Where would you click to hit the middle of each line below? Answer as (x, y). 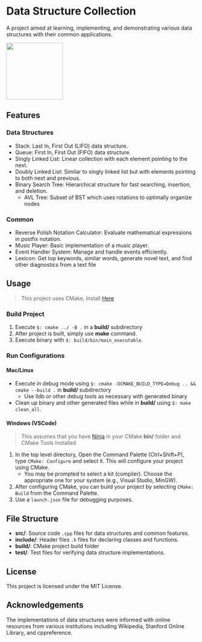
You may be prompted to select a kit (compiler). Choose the (98, 474)
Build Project (25, 314)
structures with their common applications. (59, 34)
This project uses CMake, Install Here (68, 298)
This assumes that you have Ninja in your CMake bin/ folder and (101, 436)
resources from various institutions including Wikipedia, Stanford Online (96, 626)
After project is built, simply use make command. (76, 333)
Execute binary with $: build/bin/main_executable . (79, 340)
